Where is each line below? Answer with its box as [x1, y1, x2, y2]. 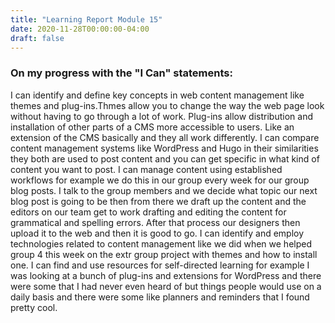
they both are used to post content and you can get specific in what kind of [10, 152, 320, 165]
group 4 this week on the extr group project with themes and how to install [10, 248, 318, 260]
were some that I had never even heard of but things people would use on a [10, 280, 322, 292]
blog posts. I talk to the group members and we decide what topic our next [10, 184, 318, 196]
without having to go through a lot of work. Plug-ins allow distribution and [10, 110, 313, 122]
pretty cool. [10, 301, 58, 313]
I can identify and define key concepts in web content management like [10, 89, 305, 101]
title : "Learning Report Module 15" [10, 14, 163, 25]
